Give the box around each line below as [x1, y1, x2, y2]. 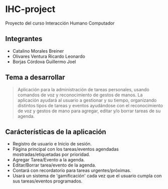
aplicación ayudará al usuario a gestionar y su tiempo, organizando [17, 97, 157, 103]
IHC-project [5, 4, 56, 15]
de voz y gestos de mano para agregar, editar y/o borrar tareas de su [17, 108, 161, 114]
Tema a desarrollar [5, 73, 65, 82]
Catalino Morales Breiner [12, 48, 64, 54]
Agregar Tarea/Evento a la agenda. [12, 157, 85, 163]
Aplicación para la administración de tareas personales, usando [17, 86, 149, 92]
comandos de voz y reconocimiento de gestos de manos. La [17, 92, 143, 98]
